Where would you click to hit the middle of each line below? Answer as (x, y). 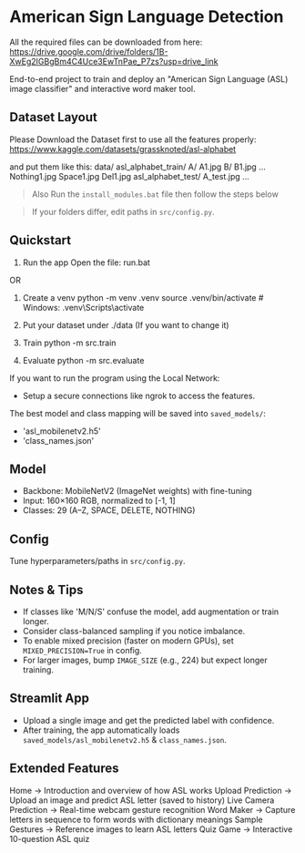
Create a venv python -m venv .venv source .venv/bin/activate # (143, 297)
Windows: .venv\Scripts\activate (83, 307)
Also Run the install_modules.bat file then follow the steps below (155, 194)
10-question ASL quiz (50, 838)
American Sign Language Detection (147, 17)
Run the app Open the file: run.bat (86, 262)
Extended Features (64, 769)
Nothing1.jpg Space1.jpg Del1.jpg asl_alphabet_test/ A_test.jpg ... (130, 176)
